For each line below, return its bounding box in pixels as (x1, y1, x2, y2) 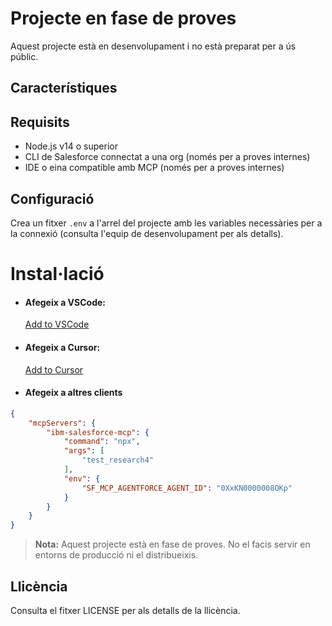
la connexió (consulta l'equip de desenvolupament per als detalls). (10, 227, 284, 239)
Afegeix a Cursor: (24, 341, 101, 353)
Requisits (10, 113, 70, 131)
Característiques (10, 80, 118, 97)
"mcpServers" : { (28, 418, 97, 428)
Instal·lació (10, 263, 105, 286)
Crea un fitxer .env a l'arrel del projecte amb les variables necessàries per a (10, 217, 323, 229)
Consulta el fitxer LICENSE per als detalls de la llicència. (10, 604, 241, 616)
